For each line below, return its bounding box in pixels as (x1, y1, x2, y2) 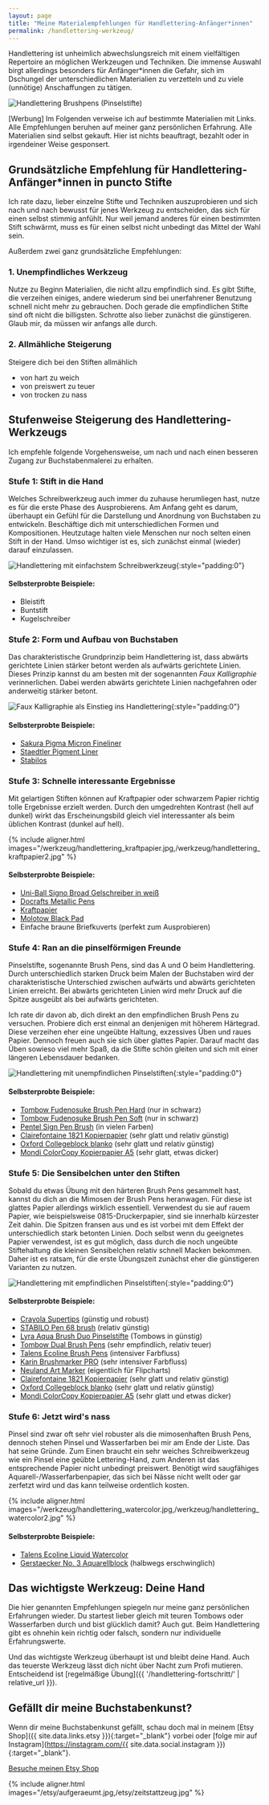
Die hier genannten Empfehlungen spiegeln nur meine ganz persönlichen (8, 1603, 250, 1612)
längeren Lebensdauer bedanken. (8, 1053, 120, 1063)
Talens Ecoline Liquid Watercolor (19, 1550, 128, 1559)
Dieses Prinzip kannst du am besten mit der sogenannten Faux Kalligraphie (8, 669, 257, 679)
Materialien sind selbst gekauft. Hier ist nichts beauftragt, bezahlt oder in (8, 131, 249, 141)
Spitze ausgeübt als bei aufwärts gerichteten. (8, 994, 159, 1004)
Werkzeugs (8, 426, 67, 439)
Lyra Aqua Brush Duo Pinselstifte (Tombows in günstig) (19, 1331, 203, 1341)
